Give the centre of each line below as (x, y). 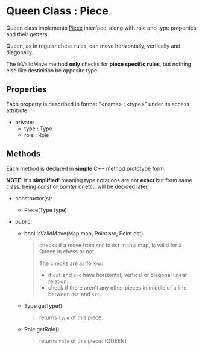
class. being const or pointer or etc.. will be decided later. (77, 186)
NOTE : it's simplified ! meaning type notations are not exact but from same (99, 180)
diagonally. (20, 52)
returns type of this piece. (71, 317)
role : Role (36, 135)
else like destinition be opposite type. (53, 70)
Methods (24, 154)
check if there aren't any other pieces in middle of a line (117, 287)
